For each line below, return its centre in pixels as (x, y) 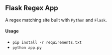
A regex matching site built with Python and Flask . (56, 20)
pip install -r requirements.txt (47, 43)
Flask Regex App (32, 8)
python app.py (27, 48)
